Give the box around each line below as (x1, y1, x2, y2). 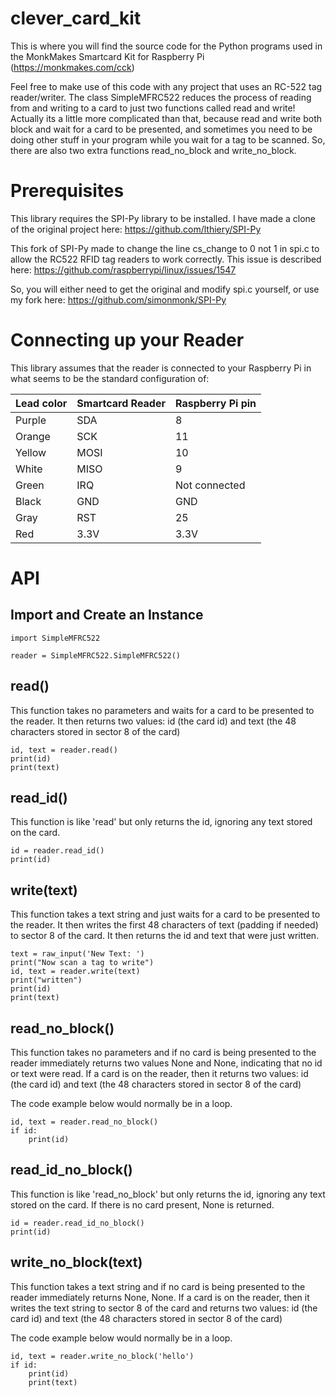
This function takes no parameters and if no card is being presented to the (10, 1047, 317, 1059)
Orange (15, 429, 51, 443)
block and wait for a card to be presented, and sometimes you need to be (10, 123, 313, 135)
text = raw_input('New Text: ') (10, 949, 145, 959)
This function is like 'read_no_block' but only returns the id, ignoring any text (10, 1188, 326, 1200)
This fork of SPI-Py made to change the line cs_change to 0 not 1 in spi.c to (10, 242, 320, 254)
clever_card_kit (10, 7, 142, 30)
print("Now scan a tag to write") (10, 958, 155, 968)
